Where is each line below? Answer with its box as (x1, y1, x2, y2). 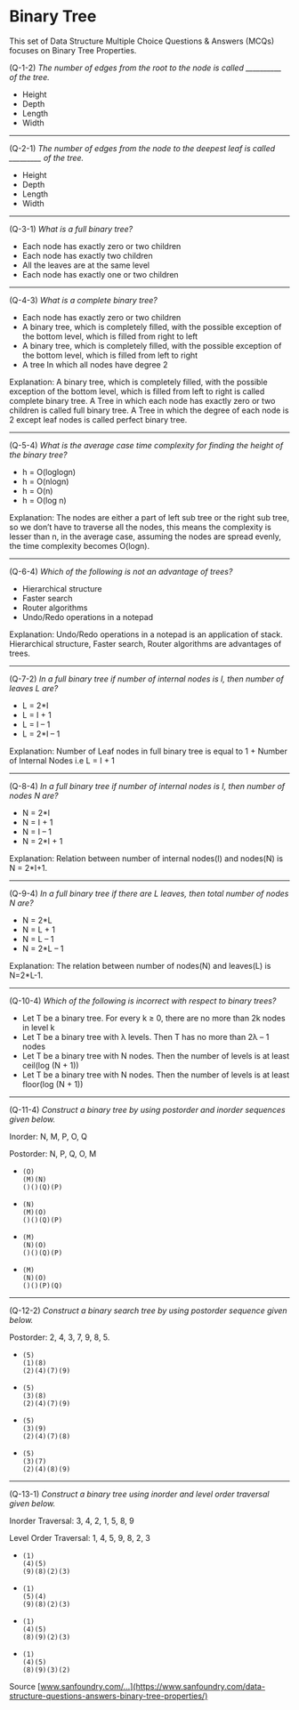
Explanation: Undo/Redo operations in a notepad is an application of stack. (9, 629, 283, 640)
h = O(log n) (21, 495, 67, 505)
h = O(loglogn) (21, 466, 77, 477)
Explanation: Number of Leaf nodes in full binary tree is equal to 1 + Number (9, 746, 287, 756)
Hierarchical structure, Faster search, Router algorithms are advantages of (9, 638, 282, 649)
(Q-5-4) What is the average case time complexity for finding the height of (9, 440, 284, 450)
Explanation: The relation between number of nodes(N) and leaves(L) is (9, 960, 271, 971)
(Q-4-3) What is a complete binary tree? (9, 294, 158, 305)
